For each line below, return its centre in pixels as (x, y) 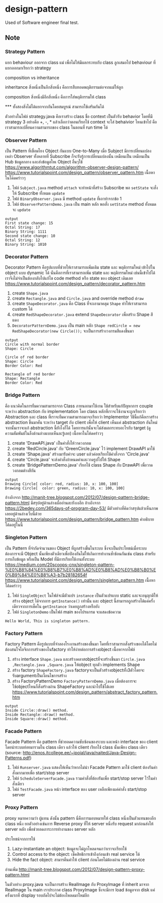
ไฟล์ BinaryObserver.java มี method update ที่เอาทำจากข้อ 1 (67, 198)
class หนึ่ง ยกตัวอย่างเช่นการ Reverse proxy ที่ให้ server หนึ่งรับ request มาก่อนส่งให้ (79, 824)
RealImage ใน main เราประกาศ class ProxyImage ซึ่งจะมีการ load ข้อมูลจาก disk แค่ (80, 890)
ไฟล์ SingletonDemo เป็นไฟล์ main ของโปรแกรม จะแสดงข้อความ (66, 612)
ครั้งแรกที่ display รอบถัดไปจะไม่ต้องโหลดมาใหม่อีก (47, 895)
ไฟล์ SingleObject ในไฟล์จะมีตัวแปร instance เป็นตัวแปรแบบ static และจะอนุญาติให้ (85, 595)
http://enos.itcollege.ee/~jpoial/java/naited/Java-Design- (80, 753)
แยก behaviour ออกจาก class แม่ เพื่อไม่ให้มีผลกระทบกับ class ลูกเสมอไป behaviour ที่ (80, 62)
